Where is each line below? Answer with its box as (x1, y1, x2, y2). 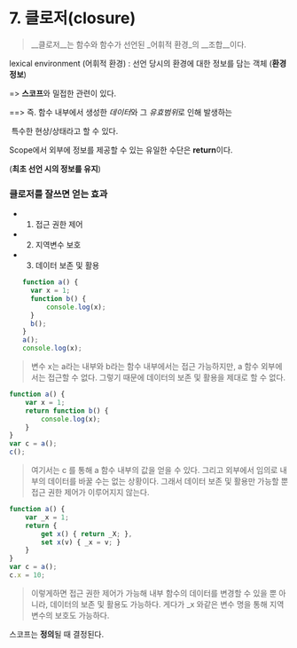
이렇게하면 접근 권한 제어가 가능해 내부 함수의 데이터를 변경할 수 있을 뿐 (30, 588, 277, 598)
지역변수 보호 (35, 240, 82, 250)
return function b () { (25, 406, 109, 415)
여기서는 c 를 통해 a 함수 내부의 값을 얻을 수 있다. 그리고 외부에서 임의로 (30, 465, 278, 476)
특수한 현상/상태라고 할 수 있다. (11, 125, 119, 136)
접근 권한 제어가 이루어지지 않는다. (30, 487, 150, 498)
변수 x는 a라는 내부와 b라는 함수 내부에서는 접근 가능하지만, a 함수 (30, 361, 260, 372)
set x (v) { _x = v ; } (41, 538, 121, 547)
